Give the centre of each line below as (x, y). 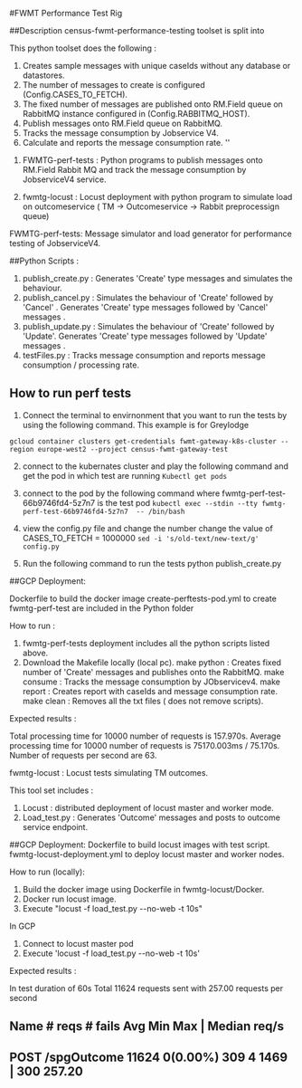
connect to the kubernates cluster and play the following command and (156, 466)
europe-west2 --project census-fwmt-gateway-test (133, 449)
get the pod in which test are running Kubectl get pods (125, 475)
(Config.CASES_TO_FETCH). (75, 95)
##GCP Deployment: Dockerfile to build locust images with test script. (140, 845)
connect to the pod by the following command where (121, 493)
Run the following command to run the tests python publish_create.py (152, 563)
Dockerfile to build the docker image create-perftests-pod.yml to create (143, 598)
